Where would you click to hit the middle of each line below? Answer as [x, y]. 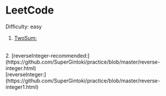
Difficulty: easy [24, 27]
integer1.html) [22, 87]
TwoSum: [26, 38]
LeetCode [30, 10]
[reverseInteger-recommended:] [50, 55]
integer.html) [21, 68]
